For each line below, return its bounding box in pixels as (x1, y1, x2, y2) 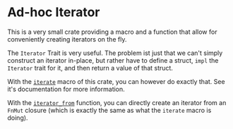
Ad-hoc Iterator (7, 4, 100, 20)
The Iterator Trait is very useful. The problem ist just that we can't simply (7, 49, 223, 57)
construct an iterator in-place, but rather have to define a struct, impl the (7, 56, 219, 64)
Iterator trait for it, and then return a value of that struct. (7, 63, 173, 72)
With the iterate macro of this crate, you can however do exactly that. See (7, 77, 225, 85)
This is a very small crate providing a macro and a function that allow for (7, 27, 217, 36)
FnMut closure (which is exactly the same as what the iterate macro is (7, 106, 212, 114)
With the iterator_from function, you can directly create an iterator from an (7, 98, 227, 106)
